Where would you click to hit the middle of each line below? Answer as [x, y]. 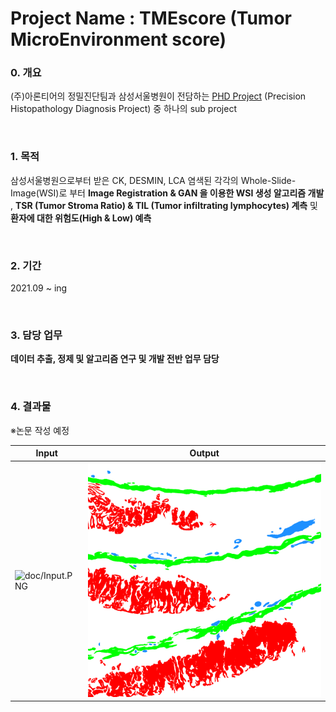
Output [204, 453]
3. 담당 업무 [36, 335]
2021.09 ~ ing [39, 288]
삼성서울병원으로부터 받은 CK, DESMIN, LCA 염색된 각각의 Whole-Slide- [153, 180]
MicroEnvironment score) [118, 39]
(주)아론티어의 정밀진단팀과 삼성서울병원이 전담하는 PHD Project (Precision [158, 96]
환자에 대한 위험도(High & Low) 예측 [81, 218]
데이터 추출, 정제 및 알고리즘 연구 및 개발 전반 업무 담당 [115, 359]
